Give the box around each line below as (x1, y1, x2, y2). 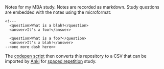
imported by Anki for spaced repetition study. (5, 58, 96, 64)
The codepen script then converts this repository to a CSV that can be (5, 53, 147, 59)
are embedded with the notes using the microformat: (5, 9, 112, 15)
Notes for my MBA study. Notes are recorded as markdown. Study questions (5, 4, 160, 10)
